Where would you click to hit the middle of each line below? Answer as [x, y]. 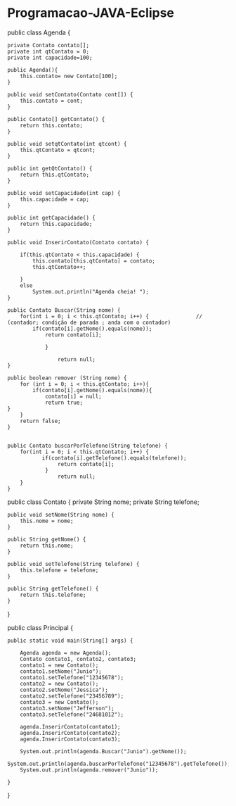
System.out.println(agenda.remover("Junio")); [89, 770]
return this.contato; [51, 125]
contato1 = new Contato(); [59, 665]
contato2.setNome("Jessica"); [64, 690]
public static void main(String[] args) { [70, 641]
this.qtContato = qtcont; [58, 150]
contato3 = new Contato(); [59, 702]
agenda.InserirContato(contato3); [70, 739]
